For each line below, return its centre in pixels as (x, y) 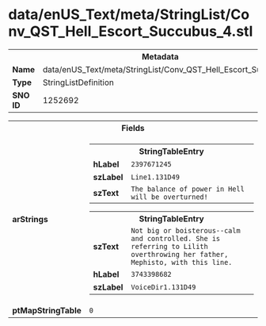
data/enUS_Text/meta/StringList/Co (129, 15)
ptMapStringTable (47, 310)
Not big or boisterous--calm (185, 230)
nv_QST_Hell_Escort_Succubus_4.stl (131, 31)
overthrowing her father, (179, 254)
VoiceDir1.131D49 (163, 287)
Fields (133, 128)
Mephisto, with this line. (181, 262)
